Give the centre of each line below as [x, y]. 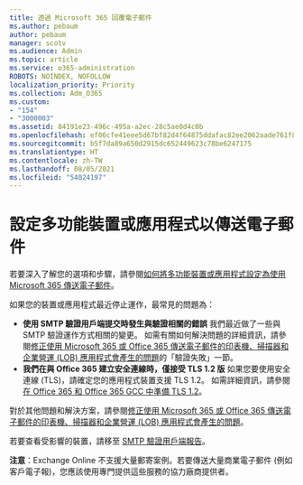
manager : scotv [38, 43]
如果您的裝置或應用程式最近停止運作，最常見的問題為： [112, 304]
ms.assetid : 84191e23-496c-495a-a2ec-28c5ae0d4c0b [106, 127]
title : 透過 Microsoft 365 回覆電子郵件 [81, 18]
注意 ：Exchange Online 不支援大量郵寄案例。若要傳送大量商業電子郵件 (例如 [151, 461]
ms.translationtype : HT [54, 152]
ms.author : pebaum [44, 26]
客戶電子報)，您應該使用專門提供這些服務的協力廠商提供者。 [122, 471]
